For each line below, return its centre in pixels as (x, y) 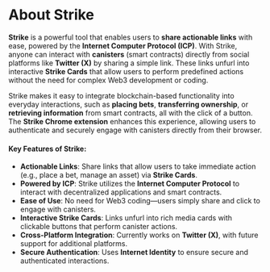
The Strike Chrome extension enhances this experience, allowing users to (132, 121)
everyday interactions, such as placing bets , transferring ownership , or (128, 104)
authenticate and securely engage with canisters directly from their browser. (135, 130)
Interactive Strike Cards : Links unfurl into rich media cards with (126, 218)
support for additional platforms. (74, 244)
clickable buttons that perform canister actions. (99, 227)
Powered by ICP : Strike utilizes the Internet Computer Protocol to (130, 184)
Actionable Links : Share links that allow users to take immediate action (138, 166)
